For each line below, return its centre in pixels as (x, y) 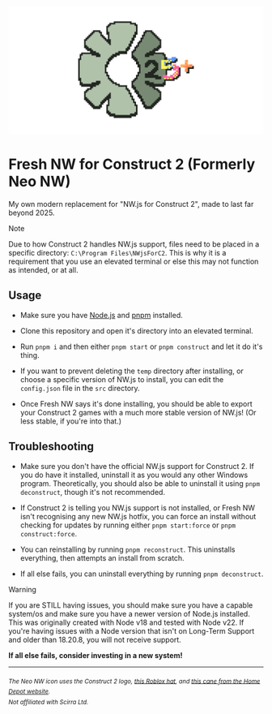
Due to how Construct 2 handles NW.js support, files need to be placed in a (134, 244)
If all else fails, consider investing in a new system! (96, 655)
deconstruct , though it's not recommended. (93, 492)
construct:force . (49, 533)
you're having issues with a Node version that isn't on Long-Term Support (132, 630)
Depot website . (30, 692)
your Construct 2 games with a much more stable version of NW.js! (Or (138, 412)
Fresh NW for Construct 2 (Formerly (132, 164)
